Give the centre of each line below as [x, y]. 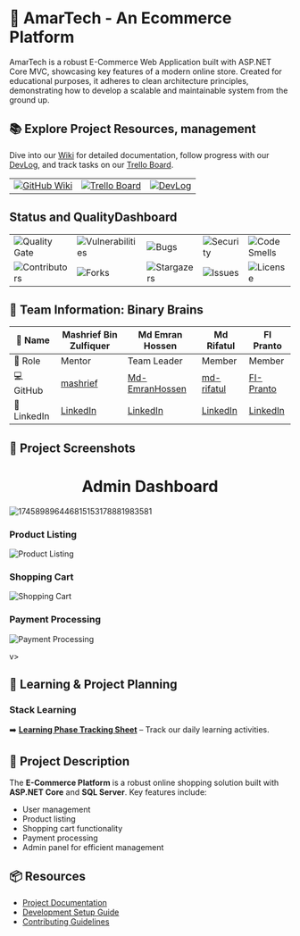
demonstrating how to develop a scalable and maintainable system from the [149, 90]
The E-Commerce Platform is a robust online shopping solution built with [144, 783]
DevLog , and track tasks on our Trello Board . [92, 164]
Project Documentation [64, 902]
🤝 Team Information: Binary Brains [106, 309]
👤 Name [33, 340]
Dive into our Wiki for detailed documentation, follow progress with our [139, 155]
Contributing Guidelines [66, 921]
